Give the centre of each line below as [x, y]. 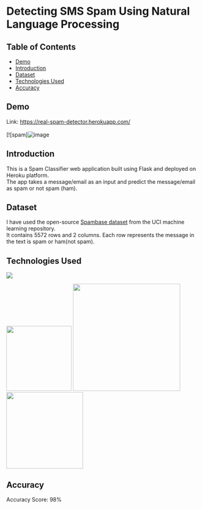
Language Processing [63, 24]
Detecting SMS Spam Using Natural [98, 11]
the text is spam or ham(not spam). [50, 242]
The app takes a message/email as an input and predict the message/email [101, 181]
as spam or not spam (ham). [42, 188]
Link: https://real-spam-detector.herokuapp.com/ [68, 121]
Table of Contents [41, 47]
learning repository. [31, 228]
